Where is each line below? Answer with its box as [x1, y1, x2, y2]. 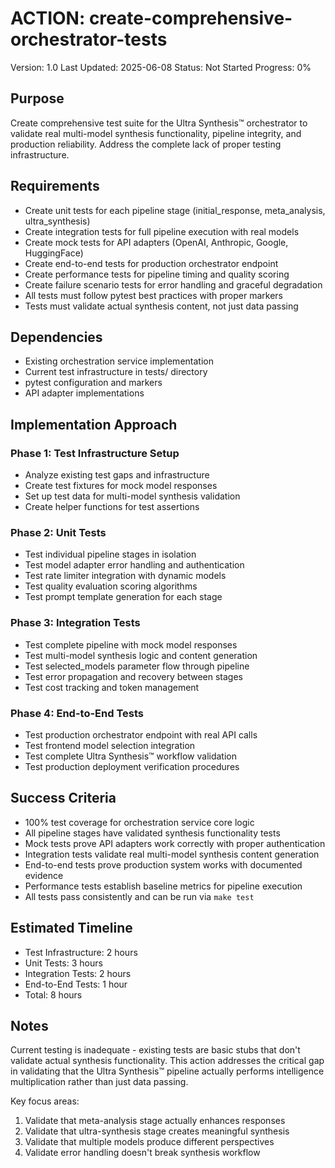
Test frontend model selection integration [24, 739, 196, 751]
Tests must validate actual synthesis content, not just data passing [24, 300, 299, 312]
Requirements [10, 178, 100, 195]
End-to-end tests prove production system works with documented [24, 858, 303, 871]
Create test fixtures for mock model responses [24, 480, 218, 492]
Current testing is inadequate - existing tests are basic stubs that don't [10, 1044, 301, 1056]
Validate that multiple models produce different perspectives [24, 1136, 275, 1148]
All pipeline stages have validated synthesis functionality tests [24, 827, 281, 839]
